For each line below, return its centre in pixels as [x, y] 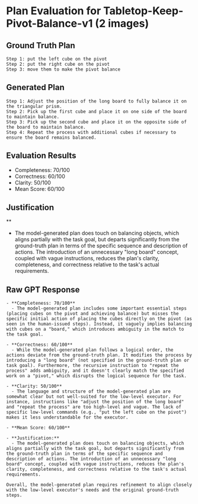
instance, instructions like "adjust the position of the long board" [95, 402]
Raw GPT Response [43, 290]
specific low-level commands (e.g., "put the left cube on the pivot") [96, 412]
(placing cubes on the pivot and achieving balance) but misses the [92, 314]
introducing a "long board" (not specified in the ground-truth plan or [98, 361]
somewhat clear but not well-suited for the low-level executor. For [94, 397]
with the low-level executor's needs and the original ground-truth [92, 490]
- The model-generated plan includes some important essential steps [99, 309]
